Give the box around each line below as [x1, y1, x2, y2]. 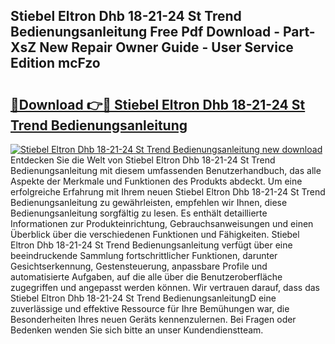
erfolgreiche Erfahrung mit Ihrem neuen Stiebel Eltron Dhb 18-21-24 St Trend [10, 186, 326, 198]
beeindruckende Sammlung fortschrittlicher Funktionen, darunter [10, 250, 278, 261]
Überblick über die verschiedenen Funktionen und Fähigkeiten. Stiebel [10, 229, 300, 240]
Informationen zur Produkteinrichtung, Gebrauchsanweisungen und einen [10, 218, 314, 229]
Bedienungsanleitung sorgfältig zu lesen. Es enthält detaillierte [10, 207, 268, 219]
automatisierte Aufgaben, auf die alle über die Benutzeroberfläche [10, 271, 283, 283]
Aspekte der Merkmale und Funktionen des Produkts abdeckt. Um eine [10, 175, 303, 187]
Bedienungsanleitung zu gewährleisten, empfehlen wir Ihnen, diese [10, 197, 288, 208]
